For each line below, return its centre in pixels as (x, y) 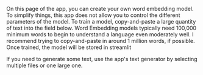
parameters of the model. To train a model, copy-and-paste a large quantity (101, 21)
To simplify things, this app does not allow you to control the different (93, 15)
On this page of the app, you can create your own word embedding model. (100, 9)
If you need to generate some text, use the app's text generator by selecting (102, 59)
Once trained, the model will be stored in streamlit (69, 47)
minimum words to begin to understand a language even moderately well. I (100, 34)
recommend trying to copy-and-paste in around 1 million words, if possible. (101, 41)
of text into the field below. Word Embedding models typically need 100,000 (101, 28)
